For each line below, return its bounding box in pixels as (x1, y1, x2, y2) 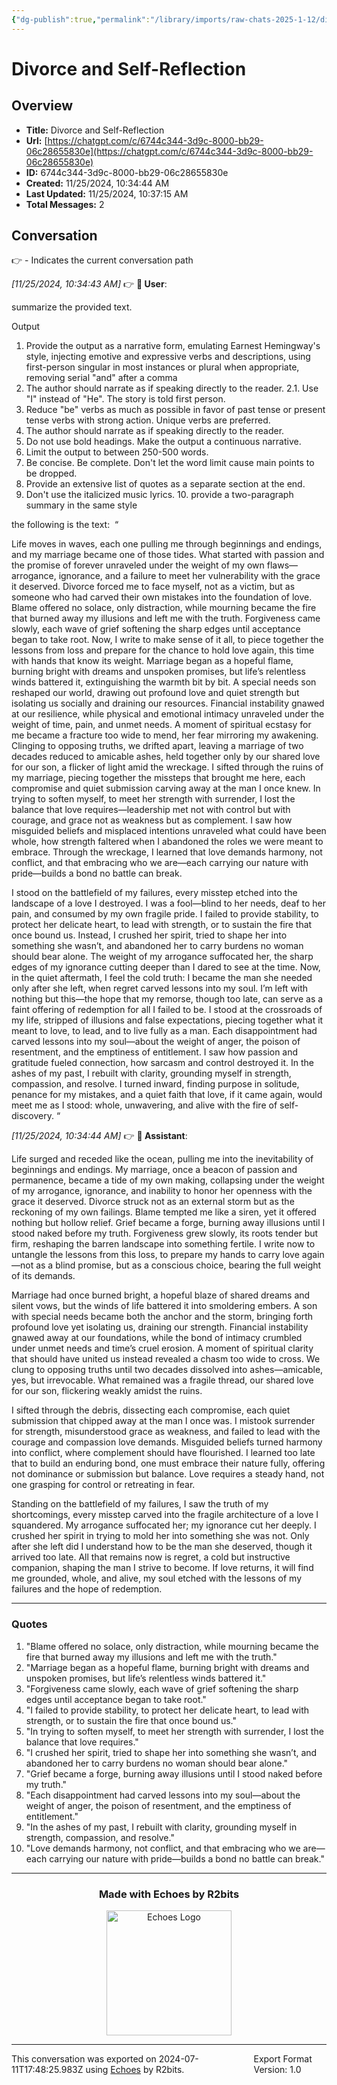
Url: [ (25, 134, 48, 146)
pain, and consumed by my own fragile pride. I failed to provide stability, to (11, 908, 319, 920)
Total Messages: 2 (25, 198, 105, 210)
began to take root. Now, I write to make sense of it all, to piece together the (11, 634, 324, 646)
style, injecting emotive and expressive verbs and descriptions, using (25, 351, 311, 363)
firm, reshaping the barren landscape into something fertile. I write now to (11, 1238, 316, 1250)
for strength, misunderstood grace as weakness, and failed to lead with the (11, 1426, 321, 1438)
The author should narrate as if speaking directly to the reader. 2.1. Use (25, 382, 319, 395)
